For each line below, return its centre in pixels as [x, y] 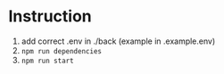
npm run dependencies [61, 51]
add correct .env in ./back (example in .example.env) [118, 41]
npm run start [47, 61]
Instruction [50, 16]
